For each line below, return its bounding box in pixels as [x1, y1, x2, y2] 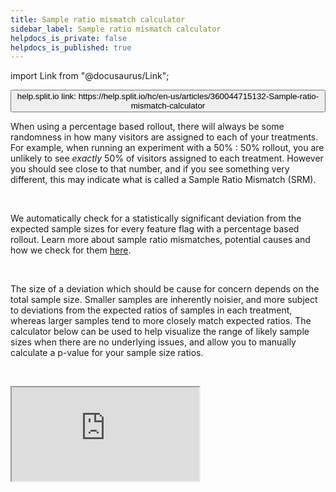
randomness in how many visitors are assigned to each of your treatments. [10, 131, 319, 143]
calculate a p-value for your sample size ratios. [10, 347, 204, 359]
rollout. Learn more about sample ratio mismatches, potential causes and [10, 234, 311, 246]
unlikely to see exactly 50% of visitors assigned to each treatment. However [10, 152, 324, 165]
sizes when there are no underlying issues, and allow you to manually [10, 336, 297, 348]
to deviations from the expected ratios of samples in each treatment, [10, 304, 293, 316]
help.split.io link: [16, 91, 77, 102]
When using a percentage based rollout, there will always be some [10, 121, 285, 133]
